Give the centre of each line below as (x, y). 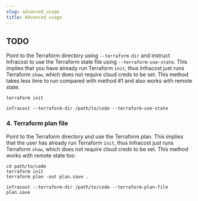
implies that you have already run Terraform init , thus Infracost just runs (95, 68)
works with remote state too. (41, 155)
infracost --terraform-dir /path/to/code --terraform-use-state (87, 109)
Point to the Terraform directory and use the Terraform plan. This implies (95, 136)
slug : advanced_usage (33, 12)
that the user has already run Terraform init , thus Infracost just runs (90, 143)
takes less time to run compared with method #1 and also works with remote (99, 81)
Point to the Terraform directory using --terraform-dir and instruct (88, 56)
